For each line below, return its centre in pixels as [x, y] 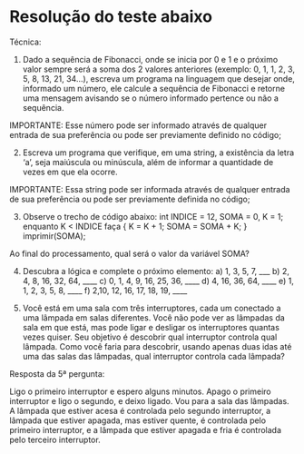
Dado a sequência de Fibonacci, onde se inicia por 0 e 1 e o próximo [150, 59]
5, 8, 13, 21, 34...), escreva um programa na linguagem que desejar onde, [158, 78]
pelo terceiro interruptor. [55, 439]
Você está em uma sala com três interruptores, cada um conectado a [152, 308]
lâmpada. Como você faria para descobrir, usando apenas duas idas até [157, 346]
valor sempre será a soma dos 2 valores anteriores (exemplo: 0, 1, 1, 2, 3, [158, 69]
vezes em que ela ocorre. [70, 172]
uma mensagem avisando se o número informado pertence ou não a [151, 98]
